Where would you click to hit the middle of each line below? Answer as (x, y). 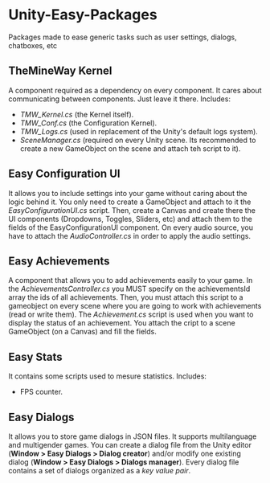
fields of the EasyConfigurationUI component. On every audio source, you (131, 227)
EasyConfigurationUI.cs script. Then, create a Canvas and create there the (132, 210)
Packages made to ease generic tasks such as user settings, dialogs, (123, 37)
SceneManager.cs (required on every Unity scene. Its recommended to (138, 140)
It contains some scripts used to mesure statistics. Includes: (108, 376)
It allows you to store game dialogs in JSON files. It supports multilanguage (133, 436)
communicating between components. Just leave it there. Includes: (120, 99)
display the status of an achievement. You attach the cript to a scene (122, 323)
